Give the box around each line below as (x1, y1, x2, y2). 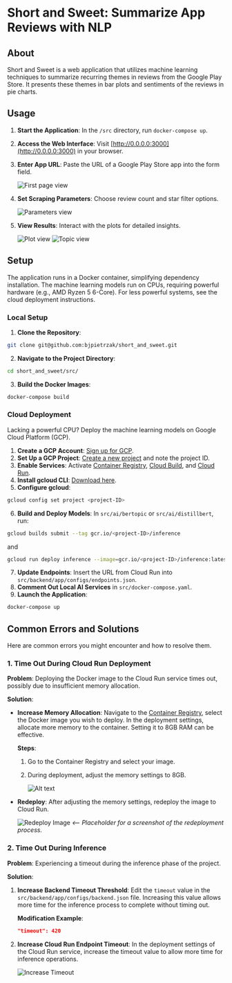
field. (17, 168, 32, 176)
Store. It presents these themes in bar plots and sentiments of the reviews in (7, 80, 224, 88)
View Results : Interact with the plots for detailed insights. (17, 221, 181, 229)
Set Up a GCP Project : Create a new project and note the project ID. (17, 454, 210, 462)
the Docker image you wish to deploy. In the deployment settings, (17, 716, 204, 725)
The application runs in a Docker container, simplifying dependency (7, 273, 200, 281)
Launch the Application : (17, 590, 88, 599)
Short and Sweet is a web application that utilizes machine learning (7, 66, 198, 73)
